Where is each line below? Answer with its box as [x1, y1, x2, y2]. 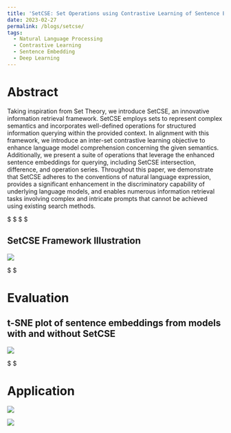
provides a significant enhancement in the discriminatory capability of [7, 180, 205, 188]
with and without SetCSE [7, 328, 115, 340]
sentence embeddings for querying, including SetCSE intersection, [7, 158, 196, 166]
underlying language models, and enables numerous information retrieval [7, 187, 215, 196]
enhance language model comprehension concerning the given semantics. [7, 143, 219, 152]
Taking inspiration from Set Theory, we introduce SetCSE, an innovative [7, 107, 210, 115]
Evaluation [7, 290, 69, 305]
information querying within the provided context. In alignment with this [7, 128, 210, 137]
